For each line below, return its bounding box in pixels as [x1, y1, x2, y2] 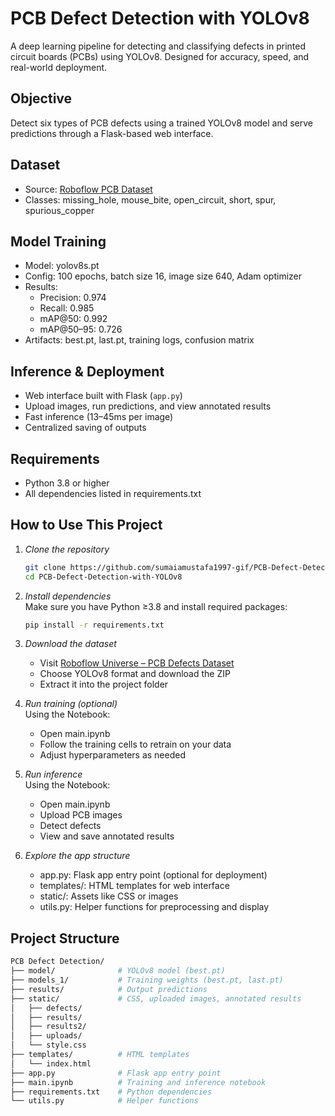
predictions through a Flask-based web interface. [10, 127, 214, 139]
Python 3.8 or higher [24, 477, 110, 489]
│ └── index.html [10, 1058, 92, 1069]
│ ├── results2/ [10, 1022, 87, 1032]
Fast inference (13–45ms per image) [24, 411, 174, 423]
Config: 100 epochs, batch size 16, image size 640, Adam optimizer [24, 270, 303, 282]
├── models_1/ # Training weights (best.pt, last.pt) [10, 975, 284, 985]
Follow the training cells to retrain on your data [39, 738, 232, 751]
